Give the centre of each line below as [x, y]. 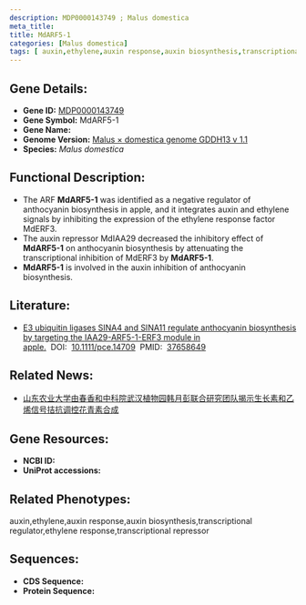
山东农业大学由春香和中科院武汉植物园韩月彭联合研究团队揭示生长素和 [154, 398]
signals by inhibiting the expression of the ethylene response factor [149, 218]
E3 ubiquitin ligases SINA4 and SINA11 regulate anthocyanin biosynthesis [159, 328]
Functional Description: [77, 178]
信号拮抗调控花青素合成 [75, 409]
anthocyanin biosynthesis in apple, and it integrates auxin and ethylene [156, 209]
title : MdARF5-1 [40, 35]
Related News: [51, 375]
